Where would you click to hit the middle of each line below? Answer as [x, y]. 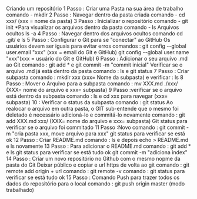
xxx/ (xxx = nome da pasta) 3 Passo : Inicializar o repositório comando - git [97, 21]
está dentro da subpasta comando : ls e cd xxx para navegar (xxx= [87, 96]
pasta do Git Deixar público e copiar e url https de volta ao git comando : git [98, 165]
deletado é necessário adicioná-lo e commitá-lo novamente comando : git [96, 115]
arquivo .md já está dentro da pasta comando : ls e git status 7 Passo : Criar [98, 71]
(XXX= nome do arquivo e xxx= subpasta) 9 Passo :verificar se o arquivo [94, 90]
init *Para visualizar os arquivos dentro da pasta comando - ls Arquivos [93, 27]
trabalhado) [20, 190]
